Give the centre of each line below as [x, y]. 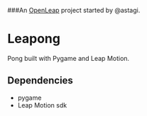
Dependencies [40, 81]
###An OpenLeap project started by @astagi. [74, 10]
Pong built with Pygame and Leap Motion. [69, 58]
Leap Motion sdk [42, 105]
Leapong [34, 39]
